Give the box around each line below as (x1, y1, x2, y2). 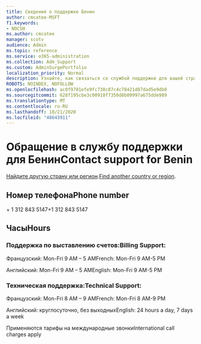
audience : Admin (6, 42, 47, 48)
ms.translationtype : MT (6, 98, 66, 103)
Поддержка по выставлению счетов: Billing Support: (6, 241, 166, 249)
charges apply (6, 330, 42, 338)
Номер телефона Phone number (6, 190, 130, 200)
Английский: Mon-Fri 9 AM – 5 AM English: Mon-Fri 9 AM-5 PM (6, 266, 163, 273)
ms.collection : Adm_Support (6, 59, 77, 65)
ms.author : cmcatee (6, 31, 55, 37)
